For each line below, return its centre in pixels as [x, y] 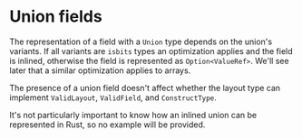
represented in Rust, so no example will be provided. [107, 125]
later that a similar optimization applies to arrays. [100, 70]
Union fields [56, 17]
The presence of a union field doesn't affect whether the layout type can [145, 88]
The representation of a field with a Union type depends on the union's [141, 42]
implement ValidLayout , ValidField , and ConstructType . [113, 97]
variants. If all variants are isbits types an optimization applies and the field [151, 51]
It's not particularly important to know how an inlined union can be [133, 115]
